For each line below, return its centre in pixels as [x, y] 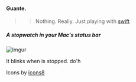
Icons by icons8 [25, 73]
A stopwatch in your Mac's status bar [54, 35]
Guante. [16, 8]
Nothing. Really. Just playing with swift [82, 21]
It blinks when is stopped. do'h [43, 61]
